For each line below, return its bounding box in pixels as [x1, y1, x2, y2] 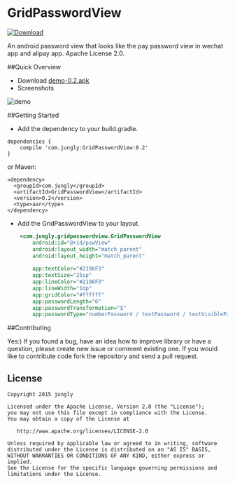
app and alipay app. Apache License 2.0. [7, 49, 124, 57]
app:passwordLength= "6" [32, 298, 101, 305]
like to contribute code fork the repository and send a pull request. [7, 352, 199, 360]
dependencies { [7, 138, 52, 145]
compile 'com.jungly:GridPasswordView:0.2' [20, 144, 149, 151]
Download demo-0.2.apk [17, 76, 90, 85]
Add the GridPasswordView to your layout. [17, 219, 140, 227]
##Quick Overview [7, 62, 62, 71]
